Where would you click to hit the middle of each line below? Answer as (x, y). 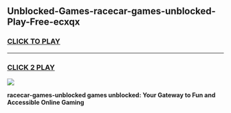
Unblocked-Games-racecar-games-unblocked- (112, 11)
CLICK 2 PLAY (31, 67)
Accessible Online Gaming (46, 102)
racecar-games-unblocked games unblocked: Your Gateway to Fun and (111, 95)
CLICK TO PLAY (34, 42)
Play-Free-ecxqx (44, 22)
